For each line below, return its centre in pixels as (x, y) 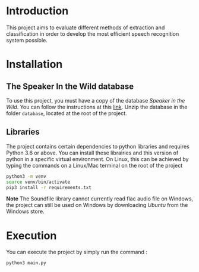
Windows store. (25, 211)
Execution (31, 235)
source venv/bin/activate (38, 182)
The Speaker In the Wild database (70, 86)
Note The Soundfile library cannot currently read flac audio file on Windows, (100, 199)
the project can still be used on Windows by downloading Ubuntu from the (97, 205)
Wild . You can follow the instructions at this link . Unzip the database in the (97, 107)
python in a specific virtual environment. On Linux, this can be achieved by (97, 159)
